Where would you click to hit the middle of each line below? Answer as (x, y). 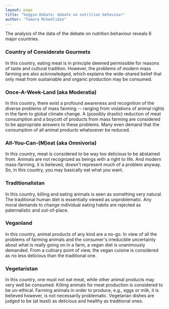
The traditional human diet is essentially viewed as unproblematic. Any (78, 199)
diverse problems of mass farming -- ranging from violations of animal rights (85, 108)
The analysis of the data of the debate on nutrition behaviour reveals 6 (78, 34)
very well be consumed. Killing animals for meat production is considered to (84, 285)
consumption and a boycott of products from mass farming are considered (83, 119)
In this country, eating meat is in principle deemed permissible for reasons (82, 63)
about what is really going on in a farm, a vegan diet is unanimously (75, 244)
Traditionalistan (25, 183)
